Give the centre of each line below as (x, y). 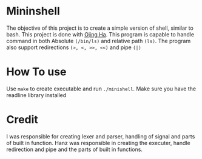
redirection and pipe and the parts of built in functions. (74, 149)
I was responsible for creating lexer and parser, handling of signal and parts (101, 136)
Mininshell (33, 11)
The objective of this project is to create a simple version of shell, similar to (100, 28)
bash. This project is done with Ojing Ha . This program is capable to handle (100, 34)
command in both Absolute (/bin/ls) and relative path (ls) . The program (99, 41)
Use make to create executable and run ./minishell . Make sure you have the (101, 89)
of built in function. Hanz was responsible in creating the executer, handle (98, 143)
